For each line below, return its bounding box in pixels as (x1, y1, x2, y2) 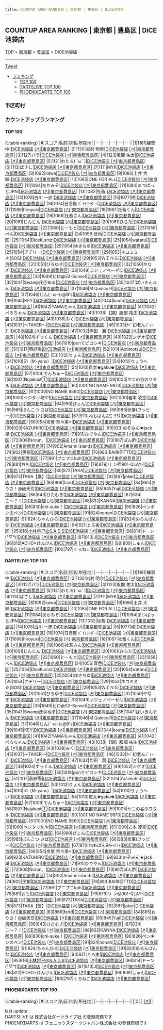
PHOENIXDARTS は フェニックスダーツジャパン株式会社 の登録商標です (5, 1020, 148, 1026)
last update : (5, 1008, 30, 1014)
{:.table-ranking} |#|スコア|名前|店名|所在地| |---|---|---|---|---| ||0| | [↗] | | (5, 998, 153, 1004)
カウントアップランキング (5, 116, 65, 123)
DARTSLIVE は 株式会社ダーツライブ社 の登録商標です (5, 1014, 113, 1019)
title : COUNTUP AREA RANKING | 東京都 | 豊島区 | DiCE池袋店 (5, 7, 125, 12)
